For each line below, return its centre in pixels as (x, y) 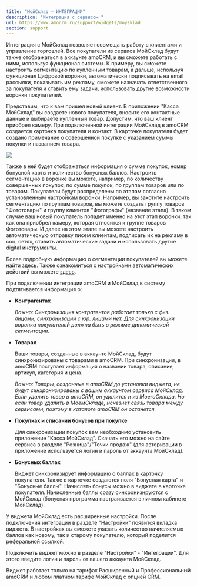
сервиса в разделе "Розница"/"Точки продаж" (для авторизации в (98, 445)
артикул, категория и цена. (49, 373)
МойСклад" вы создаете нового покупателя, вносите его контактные (93, 113)
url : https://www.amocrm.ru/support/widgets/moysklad (74, 22)
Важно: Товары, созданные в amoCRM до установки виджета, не (97, 384)
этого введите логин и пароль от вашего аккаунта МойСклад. (84, 559)
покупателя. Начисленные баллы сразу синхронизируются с (91, 492)
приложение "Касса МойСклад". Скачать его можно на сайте (92, 438)
